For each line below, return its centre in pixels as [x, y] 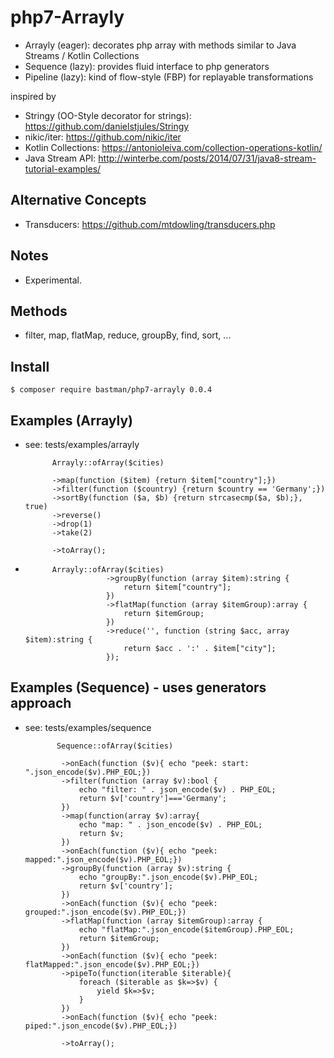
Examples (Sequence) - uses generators [138, 687]
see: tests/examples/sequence [88, 727]
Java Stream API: [60, 158]
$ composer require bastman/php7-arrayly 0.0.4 [111, 390]
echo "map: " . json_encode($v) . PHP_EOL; [170, 824]
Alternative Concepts [78, 200]
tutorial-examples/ [63, 168]
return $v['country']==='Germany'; [152, 798]
